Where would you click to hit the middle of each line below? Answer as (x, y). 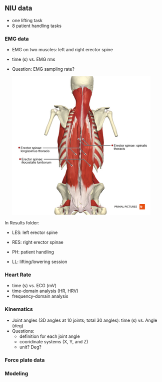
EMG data (17, 39)
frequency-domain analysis (40, 296)
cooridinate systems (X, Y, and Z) (54, 341)
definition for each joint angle (50, 336)
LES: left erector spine (35, 232)
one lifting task (27, 20)
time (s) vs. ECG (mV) (34, 286)
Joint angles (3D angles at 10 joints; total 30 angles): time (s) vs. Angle (84, 320)
